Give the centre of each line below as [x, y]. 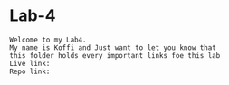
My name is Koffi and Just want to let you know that [113, 47]
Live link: [30, 63]
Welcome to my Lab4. [48, 40]
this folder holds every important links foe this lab [115, 55]
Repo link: [30, 71]
